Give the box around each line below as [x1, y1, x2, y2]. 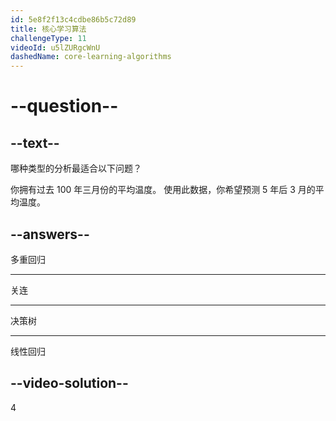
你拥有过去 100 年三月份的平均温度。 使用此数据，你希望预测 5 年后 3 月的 [10, 184, 316, 196]
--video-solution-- [10, 375, 129, 392]
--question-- [10, 95, 119, 118]
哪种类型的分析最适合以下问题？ [10, 162, 142, 175]
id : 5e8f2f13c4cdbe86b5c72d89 [10, 14, 137, 25]
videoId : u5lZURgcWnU [10, 42, 101, 53]
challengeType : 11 [10, 33, 87, 43]
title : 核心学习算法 [10, 24, 87, 34]
